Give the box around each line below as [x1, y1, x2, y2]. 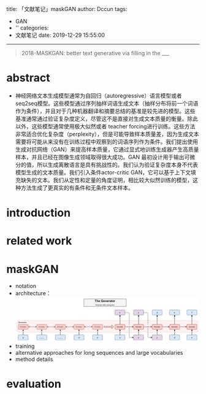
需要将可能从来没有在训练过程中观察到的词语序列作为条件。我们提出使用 [15, 137, 198, 145]
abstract [6, 71, 50, 85]
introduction [6, 206, 71, 220]
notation [15, 282, 37, 290]
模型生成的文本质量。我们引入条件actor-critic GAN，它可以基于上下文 [15, 168, 191, 176]
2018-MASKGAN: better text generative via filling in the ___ [21, 50, 170, 56]
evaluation [6, 377, 61, 391]
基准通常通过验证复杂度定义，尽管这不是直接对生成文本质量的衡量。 [15, 115, 188, 122]
